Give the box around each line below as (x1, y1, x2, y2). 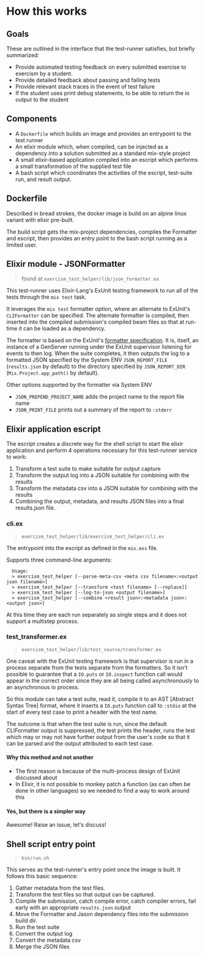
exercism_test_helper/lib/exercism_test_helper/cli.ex (21, 533, 165, 540)
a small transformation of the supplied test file (15, 163, 132, 170)
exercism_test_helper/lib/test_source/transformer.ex (21, 646, 162, 652)
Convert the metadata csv (15, 936, 81, 944)
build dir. (15, 917, 38, 924)
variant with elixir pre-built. (6, 216, 75, 223)
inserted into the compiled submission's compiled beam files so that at (6, 318, 185, 326)
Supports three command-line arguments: (6, 556, 112, 564)
